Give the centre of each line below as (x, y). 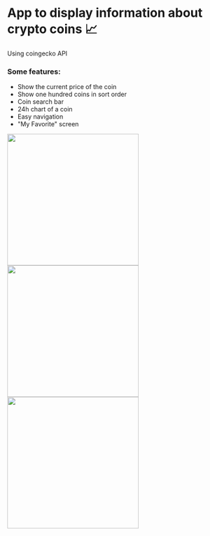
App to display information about (105, 13)
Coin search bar (41, 102)
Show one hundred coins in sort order (72, 94)
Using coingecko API (37, 53)
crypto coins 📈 (52, 29)
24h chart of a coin (45, 109)
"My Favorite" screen (48, 124)
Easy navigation (40, 116)
